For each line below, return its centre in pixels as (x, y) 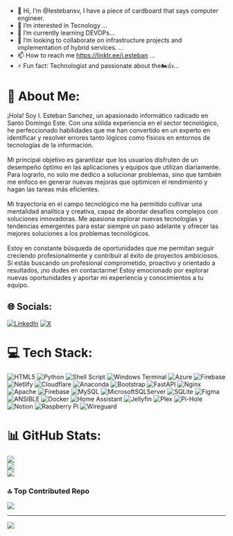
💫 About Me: (44, 96)
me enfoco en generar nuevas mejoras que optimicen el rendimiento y (107, 182)
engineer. (31, 18)
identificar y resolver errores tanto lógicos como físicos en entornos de (109, 137)
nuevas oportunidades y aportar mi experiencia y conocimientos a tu (105, 277)
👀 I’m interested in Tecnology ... (62, 25)
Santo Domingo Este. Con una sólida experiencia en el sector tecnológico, (113, 123)
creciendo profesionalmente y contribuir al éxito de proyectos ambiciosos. (113, 255)
